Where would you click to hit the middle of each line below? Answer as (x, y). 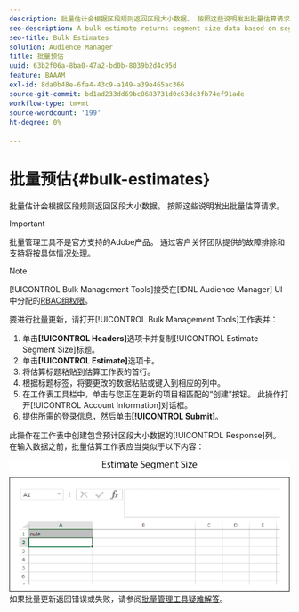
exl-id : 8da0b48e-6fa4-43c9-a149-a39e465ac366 (97, 85)
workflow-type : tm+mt (49, 103)
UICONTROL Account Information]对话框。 (114, 405)
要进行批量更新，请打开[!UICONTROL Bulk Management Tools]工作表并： (144, 320)
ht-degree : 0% (36, 122)
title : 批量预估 (36, 57)
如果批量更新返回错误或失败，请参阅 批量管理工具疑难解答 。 (118, 599)
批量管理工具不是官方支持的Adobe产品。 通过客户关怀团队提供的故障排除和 (147, 242)
